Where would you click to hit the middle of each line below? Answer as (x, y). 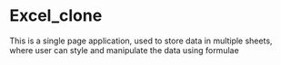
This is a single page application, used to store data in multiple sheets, (141, 41)
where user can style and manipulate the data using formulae (124, 50)
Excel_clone (56, 16)
